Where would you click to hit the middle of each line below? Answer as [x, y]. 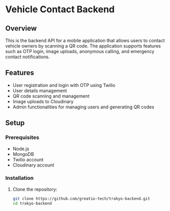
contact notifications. [28, 57]
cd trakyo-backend [32, 203]
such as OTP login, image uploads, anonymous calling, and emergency [80, 51]
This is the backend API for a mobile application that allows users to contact [85, 40]
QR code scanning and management [51, 96]
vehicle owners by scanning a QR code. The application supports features [83, 46]
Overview [21, 28]
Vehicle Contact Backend [60, 9]
